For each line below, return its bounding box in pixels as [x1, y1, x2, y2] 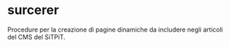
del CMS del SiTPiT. [7, 32, 66, 41]
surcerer [7, 2, 59, 18]
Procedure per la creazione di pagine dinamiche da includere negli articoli [7, 25, 224, 34]
